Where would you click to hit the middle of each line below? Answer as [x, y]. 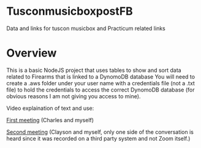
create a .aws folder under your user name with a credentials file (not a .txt [100, 83]
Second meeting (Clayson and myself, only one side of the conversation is [100, 132]
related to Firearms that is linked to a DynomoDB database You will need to [100, 76]
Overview [32, 53]
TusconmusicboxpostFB [70, 11]
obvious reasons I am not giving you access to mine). [74, 96]
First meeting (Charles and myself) [50, 120]
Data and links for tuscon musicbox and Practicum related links [86, 28]
